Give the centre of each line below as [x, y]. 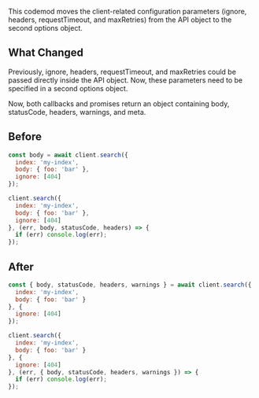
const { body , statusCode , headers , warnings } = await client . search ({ [130, 285]
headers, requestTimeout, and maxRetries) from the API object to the [120, 20]
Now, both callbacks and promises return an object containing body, [119, 103]
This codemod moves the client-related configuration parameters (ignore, [128, 11]
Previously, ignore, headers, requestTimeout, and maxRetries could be [122, 72]
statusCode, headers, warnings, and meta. [77, 112]
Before [25, 137]
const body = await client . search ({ [68, 155]
